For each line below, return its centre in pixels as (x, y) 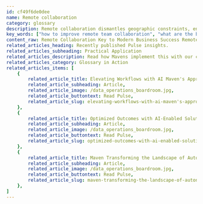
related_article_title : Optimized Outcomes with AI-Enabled (105, 118)
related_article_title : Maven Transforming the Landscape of (107, 158)
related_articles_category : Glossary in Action (67, 62)
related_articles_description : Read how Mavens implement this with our (100, 57)
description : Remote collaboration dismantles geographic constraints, (98, 29)
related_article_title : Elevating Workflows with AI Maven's (107, 79)
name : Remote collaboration (42, 18)
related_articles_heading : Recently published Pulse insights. (88, 46)
